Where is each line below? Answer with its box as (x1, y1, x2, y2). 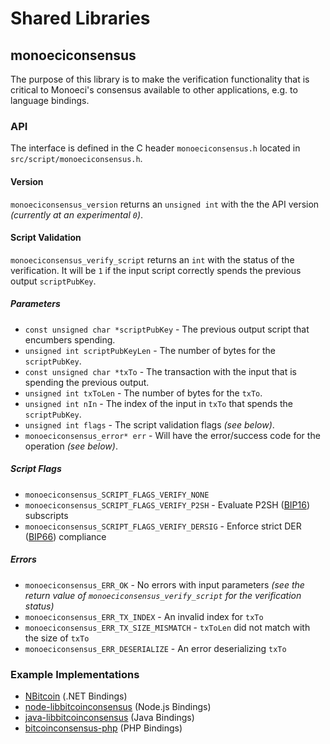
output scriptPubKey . (10, 275, 97, 287)
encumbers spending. (24, 333, 116, 346)
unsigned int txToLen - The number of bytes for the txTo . (24, 387, 263, 399)
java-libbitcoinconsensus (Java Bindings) (24, 711, 195, 723)
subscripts (24, 509, 69, 521)
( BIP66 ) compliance (24, 530, 107, 542)
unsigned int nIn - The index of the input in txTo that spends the (24, 397, 293, 409)
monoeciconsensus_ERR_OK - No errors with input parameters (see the (24, 578, 305, 591)
